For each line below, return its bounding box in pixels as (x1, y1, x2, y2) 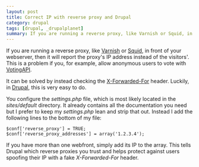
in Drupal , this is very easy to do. (6, 84, 87, 91)
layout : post (6, 8, 39, 15)
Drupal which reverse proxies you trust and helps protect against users (6, 148, 180, 155)
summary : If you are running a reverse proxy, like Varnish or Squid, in (6, 31, 193, 37)
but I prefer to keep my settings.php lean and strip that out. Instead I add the (6, 108, 193, 115)
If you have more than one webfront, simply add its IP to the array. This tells (6, 141, 191, 149)
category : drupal (6, 20, 49, 26)
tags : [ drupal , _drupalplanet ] (6, 25, 84, 31)
